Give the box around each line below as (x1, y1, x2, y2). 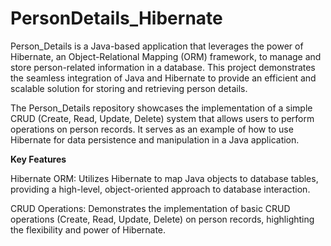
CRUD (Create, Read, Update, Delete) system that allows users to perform (10, 112, 315, 124)
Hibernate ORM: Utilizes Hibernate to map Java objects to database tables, (10, 172, 319, 184)
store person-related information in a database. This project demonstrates (10, 61, 316, 73)
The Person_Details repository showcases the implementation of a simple (10, 102, 313, 114)
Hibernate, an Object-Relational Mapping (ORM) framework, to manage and (10, 50, 322, 62)
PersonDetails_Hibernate (10, 7, 223, 30)
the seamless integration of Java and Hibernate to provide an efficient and (10, 72, 317, 84)
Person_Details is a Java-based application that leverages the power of (10, 40, 304, 52)
